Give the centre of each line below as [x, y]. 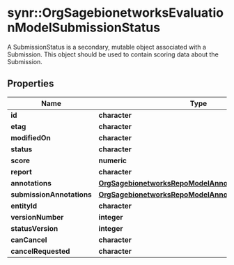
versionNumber [37, 217]
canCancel [29, 240]
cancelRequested [40, 251]
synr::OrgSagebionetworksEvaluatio [116, 13]
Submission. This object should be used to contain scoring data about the [113, 54]
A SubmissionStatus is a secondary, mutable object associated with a [107, 47]
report [22, 172]
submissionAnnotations [51, 195]
